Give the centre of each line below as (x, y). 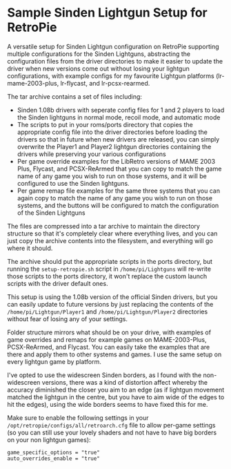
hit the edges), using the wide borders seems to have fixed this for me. (108, 404)
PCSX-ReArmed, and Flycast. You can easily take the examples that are (109, 347)
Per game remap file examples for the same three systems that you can (119, 191)
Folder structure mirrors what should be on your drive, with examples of (109, 332)
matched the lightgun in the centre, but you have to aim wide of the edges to (116, 397)
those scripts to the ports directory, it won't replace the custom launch (107, 276)
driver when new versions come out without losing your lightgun (98, 68)
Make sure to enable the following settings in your (78, 418)
